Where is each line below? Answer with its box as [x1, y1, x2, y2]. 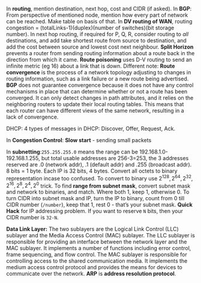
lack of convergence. [6, 113, 59, 121]
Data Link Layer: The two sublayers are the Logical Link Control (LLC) [6, 225, 179, 233]
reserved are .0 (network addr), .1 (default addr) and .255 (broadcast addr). [6, 161, 192, 168]
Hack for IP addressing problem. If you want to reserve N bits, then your [6, 207, 183, 215]
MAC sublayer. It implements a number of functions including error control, [6, 245, 191, 252]
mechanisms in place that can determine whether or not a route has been [6, 88, 188, 95]
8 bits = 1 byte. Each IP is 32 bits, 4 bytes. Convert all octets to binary [6, 167, 178, 174]
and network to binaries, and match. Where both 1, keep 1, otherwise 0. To [6, 188, 190, 195]
